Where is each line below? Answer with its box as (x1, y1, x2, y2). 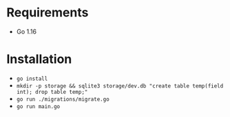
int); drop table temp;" (16, 88, 88, 95)
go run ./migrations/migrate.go (16, 96, 109, 103)
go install (16, 75, 48, 82)
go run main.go (16, 103, 61, 110)
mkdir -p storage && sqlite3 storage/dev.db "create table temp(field (16, 82, 224, 90)
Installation (6, 51, 72, 67)
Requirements (6, 5, 89, 21)
